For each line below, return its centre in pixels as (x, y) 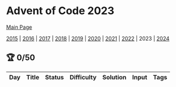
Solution (114, 77)
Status (54, 77)
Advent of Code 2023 (60, 11)
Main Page (19, 27)
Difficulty (83, 77)
